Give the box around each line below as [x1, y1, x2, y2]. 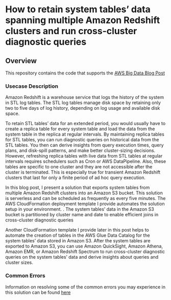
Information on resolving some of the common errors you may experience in [5, 284, 166, 290]
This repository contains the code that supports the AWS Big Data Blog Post [5, 70, 165, 76]
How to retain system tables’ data [5, 4, 151, 15]
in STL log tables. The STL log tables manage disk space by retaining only [5, 99, 161, 106]
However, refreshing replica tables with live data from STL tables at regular [5, 153, 163, 159]
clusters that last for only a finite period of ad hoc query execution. [5, 174, 146, 181]
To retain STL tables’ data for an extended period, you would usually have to [5, 120, 166, 127]
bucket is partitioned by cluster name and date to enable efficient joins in [5, 212, 159, 218]
